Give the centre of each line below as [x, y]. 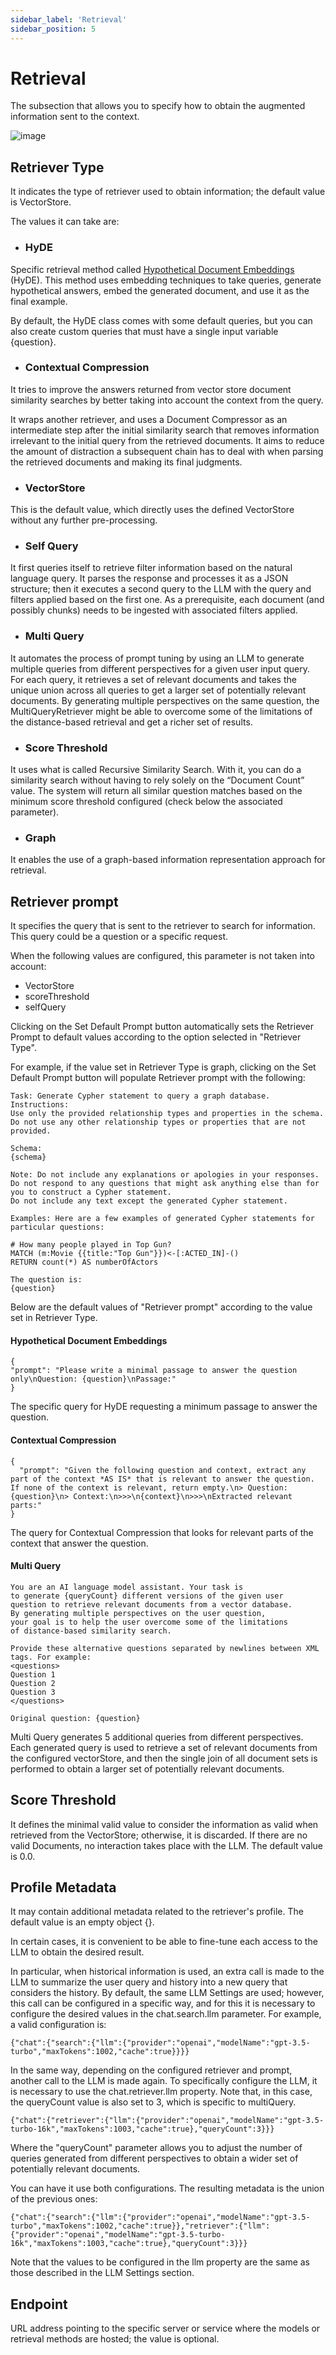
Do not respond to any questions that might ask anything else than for [165, 1184]
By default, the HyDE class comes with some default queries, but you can [161, 320]
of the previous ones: [54, 2199]
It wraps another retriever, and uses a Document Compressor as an [149, 419]
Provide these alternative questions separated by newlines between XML [165, 1648]
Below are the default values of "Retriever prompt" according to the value [161, 1307]
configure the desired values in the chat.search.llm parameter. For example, [166, 2014]
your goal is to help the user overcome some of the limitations [149, 1622]
